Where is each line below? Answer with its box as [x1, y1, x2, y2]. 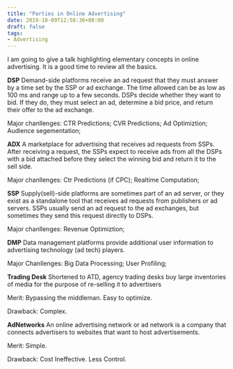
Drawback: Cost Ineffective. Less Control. [7, 355, 127, 363]
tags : [7, 29, 23, 37]
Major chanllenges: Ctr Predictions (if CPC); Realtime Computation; [7, 175, 200, 184]
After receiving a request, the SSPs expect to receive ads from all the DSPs [7, 148, 223, 156]
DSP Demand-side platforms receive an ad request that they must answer [7, 76, 219, 84]
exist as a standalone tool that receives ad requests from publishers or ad [7, 196, 218, 205]
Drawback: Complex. [7, 307, 67, 315]
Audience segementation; [7, 127, 81, 135]
